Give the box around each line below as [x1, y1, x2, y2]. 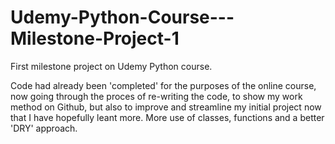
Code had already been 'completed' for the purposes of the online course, [10, 79, 317, 91]
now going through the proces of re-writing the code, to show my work [10, 90, 303, 102]
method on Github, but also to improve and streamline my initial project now [10, 101, 322, 113]
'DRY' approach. [10, 122, 78, 134]
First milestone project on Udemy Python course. [10, 60, 213, 72]
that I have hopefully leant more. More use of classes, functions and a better [10, 111, 325, 123]
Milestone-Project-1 [10, 27, 180, 50]
